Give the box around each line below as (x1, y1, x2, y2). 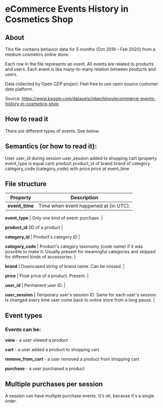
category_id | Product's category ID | (5, 234, 81, 240)
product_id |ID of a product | (5, 224, 63, 231)
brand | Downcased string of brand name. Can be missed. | (5, 264, 125, 269)
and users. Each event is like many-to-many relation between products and (5, 66, 156, 72)
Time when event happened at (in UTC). (38, 202, 130, 209)
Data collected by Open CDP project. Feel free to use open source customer (5, 81, 159, 87)
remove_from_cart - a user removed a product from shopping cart (5, 356, 139, 362)
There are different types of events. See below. (5, 128, 100, 134)
